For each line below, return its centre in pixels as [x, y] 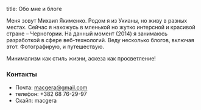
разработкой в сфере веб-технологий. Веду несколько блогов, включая [100, 40]
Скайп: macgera [36, 101]
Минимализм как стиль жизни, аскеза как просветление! [81, 58]
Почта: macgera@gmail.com [51, 87]
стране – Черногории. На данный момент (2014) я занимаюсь [87, 34]
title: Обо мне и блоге [34, 9]
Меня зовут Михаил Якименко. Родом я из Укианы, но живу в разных [97, 20]
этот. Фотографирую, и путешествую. [55, 46]
